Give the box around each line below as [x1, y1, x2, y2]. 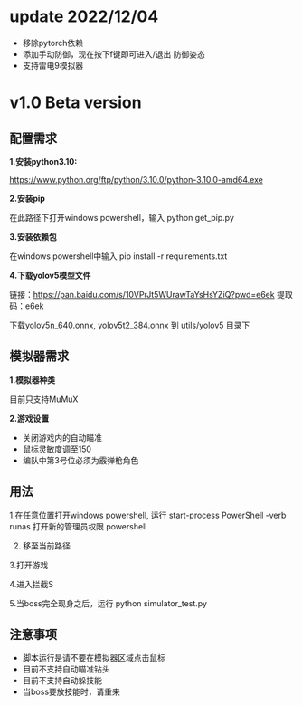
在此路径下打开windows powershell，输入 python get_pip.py [9, 212, 235, 223]
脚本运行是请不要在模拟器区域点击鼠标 [22, 653, 165, 663]
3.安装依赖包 [9, 231, 57, 242]
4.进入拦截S [9, 578, 54, 589]
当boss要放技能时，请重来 [22, 686, 120, 698]
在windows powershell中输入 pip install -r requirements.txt [9, 251, 228, 262]
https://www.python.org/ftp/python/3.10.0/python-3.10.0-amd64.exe [9, 174, 264, 185]
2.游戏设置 [9, 413, 50, 424]
